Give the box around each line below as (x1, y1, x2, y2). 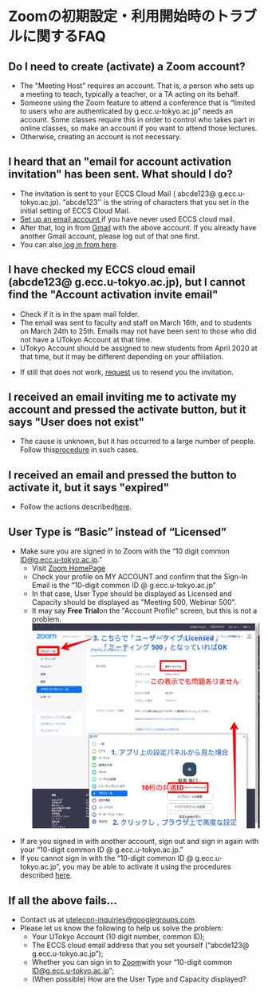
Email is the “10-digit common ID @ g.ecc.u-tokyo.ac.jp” (31, 581, 217, 590)
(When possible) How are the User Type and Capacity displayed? (31, 974, 246, 984)
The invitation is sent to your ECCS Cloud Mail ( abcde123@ (19, 189, 217, 198)
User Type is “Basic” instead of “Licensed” (8, 525, 227, 538)
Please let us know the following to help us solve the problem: (19, 923, 223, 933)
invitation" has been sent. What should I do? (8, 167, 233, 181)
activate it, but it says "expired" (8, 481, 170, 494)
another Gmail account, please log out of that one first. (19, 231, 200, 241)
